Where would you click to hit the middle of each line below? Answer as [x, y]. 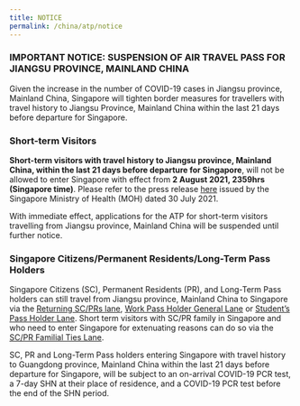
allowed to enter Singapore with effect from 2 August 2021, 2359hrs [137, 180]
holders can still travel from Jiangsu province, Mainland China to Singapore [149, 300]
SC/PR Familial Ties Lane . [57, 337]
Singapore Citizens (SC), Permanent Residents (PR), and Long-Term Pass [145, 290]
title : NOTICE [36, 18]
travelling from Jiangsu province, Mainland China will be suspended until [144, 226]
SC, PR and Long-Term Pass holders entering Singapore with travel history [148, 355]
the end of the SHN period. [59, 393]
